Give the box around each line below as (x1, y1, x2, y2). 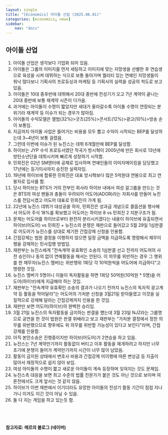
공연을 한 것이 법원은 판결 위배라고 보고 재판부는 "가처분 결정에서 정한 (22, 316, 158, 322)
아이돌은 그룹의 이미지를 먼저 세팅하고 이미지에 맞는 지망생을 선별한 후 (12, 66, 149, 72)
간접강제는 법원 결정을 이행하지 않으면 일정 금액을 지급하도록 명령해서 (12, 234, 148, 240)
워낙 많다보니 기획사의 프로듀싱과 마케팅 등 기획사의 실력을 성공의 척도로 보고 (12, 78, 163, 84)
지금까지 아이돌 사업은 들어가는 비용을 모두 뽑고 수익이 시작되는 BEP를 (12, 128, 149, 134)
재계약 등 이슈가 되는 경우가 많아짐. (26, 109, 94, 115)
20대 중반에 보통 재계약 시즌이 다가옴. (12, 97, 87, 103)
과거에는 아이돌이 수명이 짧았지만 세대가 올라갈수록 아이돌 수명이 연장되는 (12, 103, 156, 109)
